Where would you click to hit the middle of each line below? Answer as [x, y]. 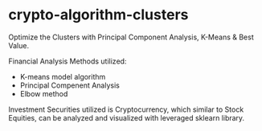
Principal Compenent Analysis [70, 85]
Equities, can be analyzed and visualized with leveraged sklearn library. [127, 117]
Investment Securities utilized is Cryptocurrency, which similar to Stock [126, 109]
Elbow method [44, 93]
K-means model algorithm [63, 76]
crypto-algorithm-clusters [98, 15]
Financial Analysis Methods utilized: [68, 61]
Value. [19, 45]
